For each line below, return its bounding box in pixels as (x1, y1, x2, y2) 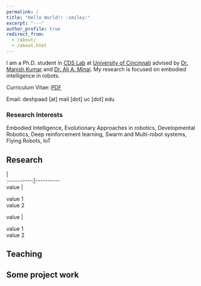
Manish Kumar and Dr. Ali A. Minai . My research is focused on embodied (6, 65, 187, 73)
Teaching (6, 249, 42, 259)
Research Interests (6, 110, 63, 119)
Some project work (6, 270, 80, 280)
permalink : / (6, 8, 39, 15)
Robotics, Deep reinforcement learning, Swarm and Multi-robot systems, (6, 131, 187, 138)
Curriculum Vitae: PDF (6, 83, 62, 91)
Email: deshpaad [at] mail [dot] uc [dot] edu (6, 95, 115, 103)
